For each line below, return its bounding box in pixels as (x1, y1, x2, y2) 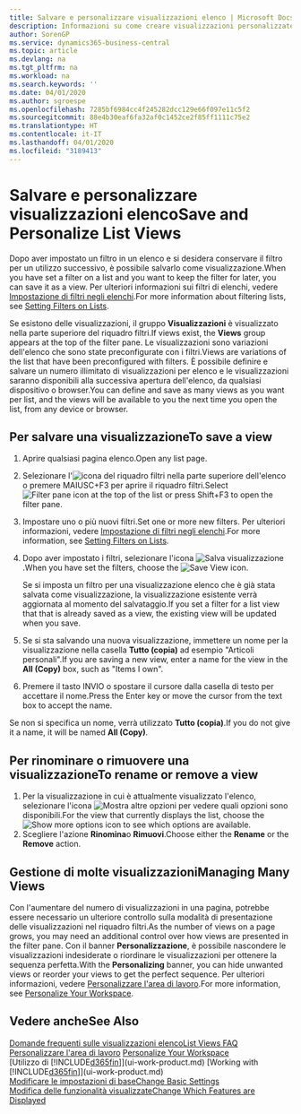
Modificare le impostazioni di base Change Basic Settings (9, 1075, 219, 1086)
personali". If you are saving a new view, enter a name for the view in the (21, 654, 288, 665)
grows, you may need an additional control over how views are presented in (9, 931, 289, 941)
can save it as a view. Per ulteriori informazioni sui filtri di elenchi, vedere (9, 281, 279, 292)
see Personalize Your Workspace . (9, 988, 134, 998)
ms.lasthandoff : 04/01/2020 (9, 138, 115, 147)
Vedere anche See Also (9, 1014, 140, 1029)
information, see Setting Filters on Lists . (21, 535, 169, 547)
